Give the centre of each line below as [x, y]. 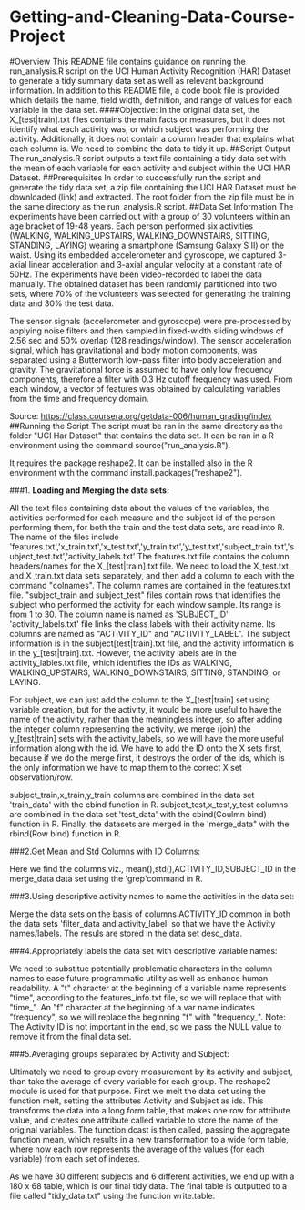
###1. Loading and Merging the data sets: [90, 490]
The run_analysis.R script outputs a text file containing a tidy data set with [148, 158]
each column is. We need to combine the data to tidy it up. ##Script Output [150, 149]
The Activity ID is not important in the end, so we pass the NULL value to [146, 1026]
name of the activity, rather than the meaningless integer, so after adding [146, 719]
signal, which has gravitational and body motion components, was [133, 350]
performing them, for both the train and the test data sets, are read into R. [147, 527]
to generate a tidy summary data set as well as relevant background [137, 80]
